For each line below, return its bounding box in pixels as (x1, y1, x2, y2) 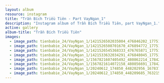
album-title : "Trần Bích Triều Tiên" (5, 30, 82, 35)
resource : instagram (5, 12, 47, 17)
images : (5, 35, 21, 40)
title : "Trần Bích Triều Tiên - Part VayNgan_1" (5, 16, 106, 21)
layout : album (5, 7, 34, 12)
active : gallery (5, 25, 38, 30)
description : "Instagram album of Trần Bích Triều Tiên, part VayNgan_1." (5, 21, 161, 26)
